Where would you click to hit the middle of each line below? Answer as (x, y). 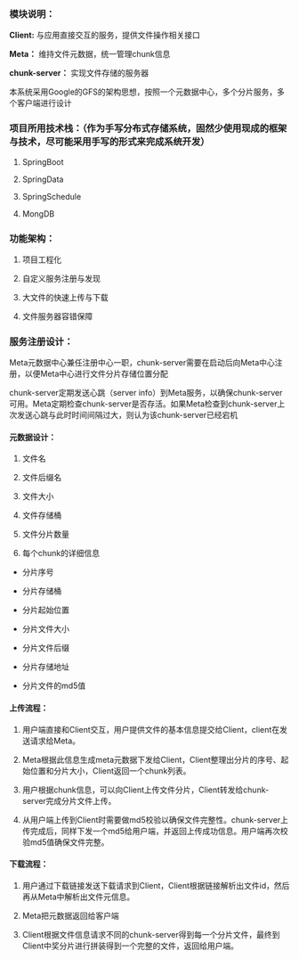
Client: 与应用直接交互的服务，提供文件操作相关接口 (105, 35)
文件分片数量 (45, 534)
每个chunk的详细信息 (61, 553)
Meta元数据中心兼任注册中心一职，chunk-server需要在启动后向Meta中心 (142, 363)
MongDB (38, 213)
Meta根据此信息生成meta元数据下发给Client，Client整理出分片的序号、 (152, 759)
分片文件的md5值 (54, 686)
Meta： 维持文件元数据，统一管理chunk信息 (90, 54)
